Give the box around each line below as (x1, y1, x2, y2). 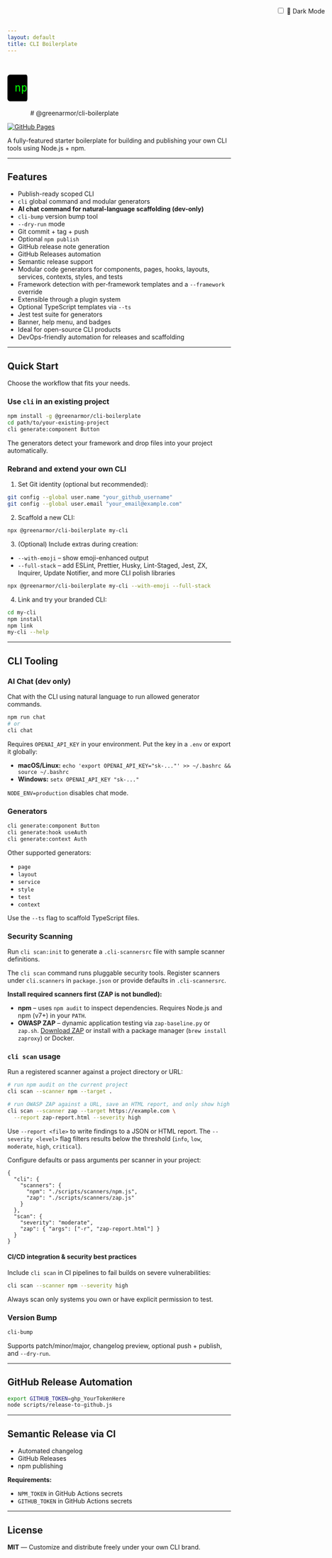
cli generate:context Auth (7, 835, 87, 843)
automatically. (7, 446, 48, 455)
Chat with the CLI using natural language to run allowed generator (7, 692, 200, 701)
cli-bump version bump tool (17, 212, 98, 221)
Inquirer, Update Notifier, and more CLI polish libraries (17, 568, 176, 577)
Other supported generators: (7, 848, 92, 857)
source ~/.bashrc (17, 768, 70, 775)
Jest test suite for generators (17, 310, 103, 319)
